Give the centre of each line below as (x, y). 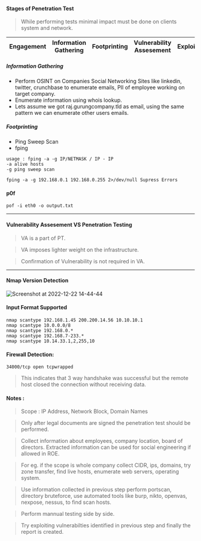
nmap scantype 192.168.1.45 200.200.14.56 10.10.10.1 (75, 320)
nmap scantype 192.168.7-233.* (45, 336)
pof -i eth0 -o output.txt (40, 206)
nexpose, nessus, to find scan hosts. (66, 502)
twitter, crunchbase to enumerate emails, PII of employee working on (100, 87)
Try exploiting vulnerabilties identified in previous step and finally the (106, 525)
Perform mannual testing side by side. (68, 514)
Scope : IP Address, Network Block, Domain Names (84, 411)
